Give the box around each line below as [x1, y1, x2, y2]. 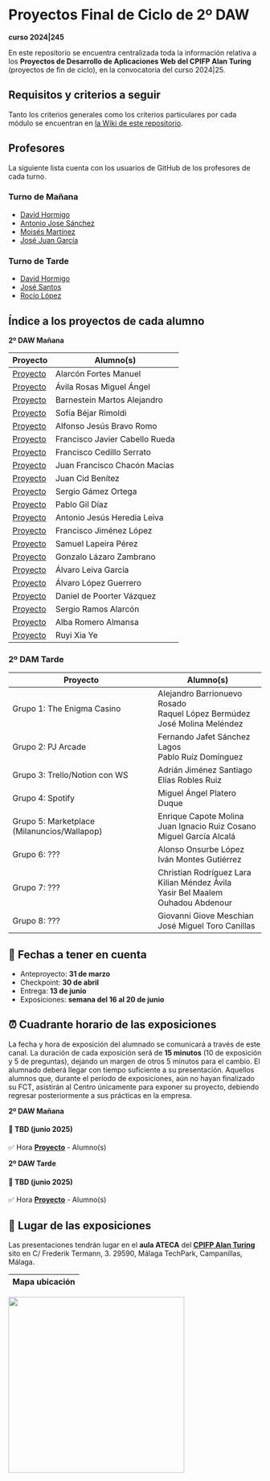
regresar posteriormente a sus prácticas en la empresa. [8, 1090, 193, 1100]
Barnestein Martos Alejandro [55, 394, 163, 405]
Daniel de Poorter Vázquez [55, 590, 157, 601]
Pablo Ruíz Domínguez [157, 751, 243, 763]
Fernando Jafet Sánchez [157, 731, 251, 743]
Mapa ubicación [12, 1277, 76, 1288]
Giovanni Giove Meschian [157, 911, 255, 922]
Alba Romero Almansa [55, 616, 139, 627]
